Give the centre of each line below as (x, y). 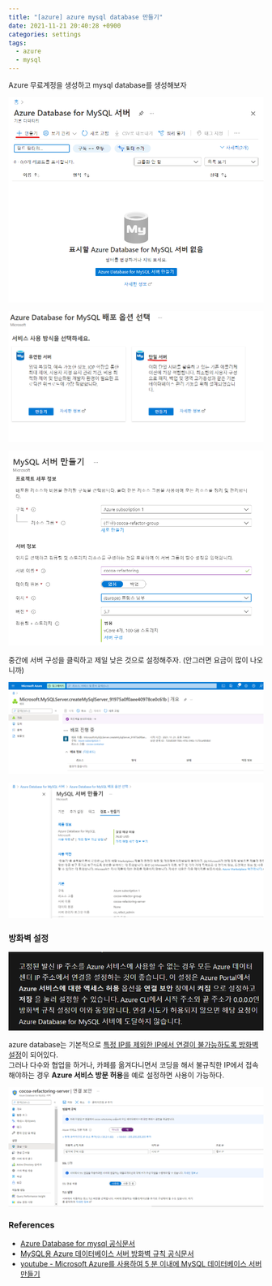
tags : (17, 43)
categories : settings (45, 34)
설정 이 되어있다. (34, 1055)
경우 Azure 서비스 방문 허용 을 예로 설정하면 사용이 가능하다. (130, 1075)
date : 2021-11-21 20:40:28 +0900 (65, 26)
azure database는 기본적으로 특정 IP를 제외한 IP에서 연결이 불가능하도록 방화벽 (134, 1044)
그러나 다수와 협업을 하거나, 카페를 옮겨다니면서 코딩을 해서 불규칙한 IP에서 (126, 1064)
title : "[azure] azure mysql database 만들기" (86, 17)
